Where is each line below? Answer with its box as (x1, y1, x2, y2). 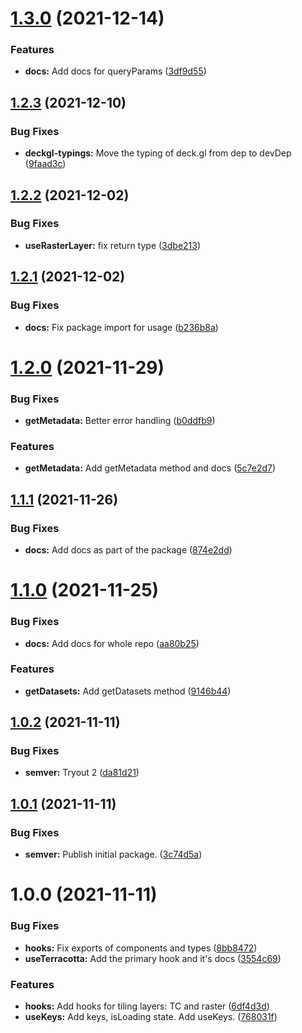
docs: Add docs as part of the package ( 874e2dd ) (24, 544, 233, 556)
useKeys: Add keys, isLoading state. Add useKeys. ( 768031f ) (24, 1010, 278, 1022)
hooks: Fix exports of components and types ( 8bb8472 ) (24, 942, 258, 954)
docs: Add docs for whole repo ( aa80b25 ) (24, 637, 200, 649)
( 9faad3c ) (24, 158, 67, 170)
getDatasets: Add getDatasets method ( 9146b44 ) (24, 685, 232, 697)
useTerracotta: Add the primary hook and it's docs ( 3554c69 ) (24, 952, 282, 964)
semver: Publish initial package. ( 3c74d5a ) (24, 848, 203, 861)
